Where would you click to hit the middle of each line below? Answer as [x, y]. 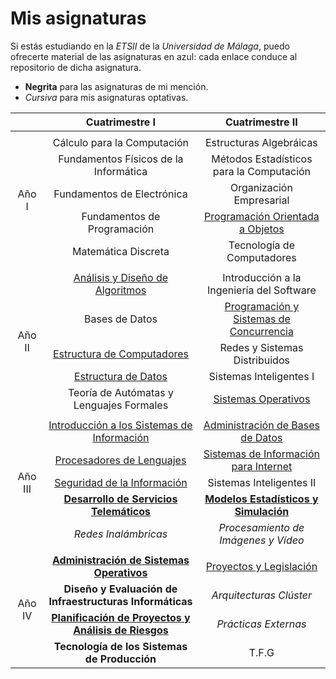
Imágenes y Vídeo [262, 540]
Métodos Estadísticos [262, 159]
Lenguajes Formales [121, 405]
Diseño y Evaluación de [120, 589]
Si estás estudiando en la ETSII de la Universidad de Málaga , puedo [150, 46]
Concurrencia [261, 331]
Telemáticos [121, 511]
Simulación [262, 511]
